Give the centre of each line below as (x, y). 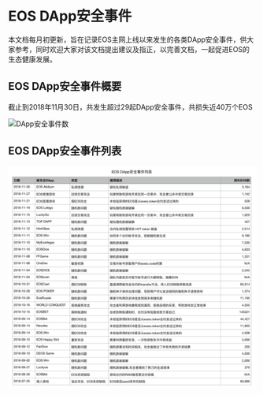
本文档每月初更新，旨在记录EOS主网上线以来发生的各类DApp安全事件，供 (128, 39)
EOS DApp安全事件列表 (65, 151)
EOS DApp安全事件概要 (65, 86)
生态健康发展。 (32, 59)
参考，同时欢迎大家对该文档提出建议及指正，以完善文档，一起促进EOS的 (132, 49)
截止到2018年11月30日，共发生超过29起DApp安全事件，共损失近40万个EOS (131, 106)
